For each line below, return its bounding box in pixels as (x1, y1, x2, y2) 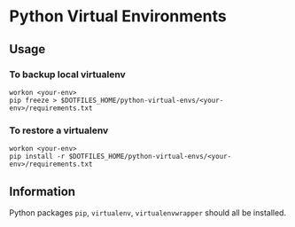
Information (9, 184, 76, 199)
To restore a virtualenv (9, 124, 109, 137)
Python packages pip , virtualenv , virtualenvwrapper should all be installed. (9, 207, 286, 218)
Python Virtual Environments (9, 6, 228, 27)
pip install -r (9, 153, 66, 161)
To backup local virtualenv (9, 68, 126, 81)
